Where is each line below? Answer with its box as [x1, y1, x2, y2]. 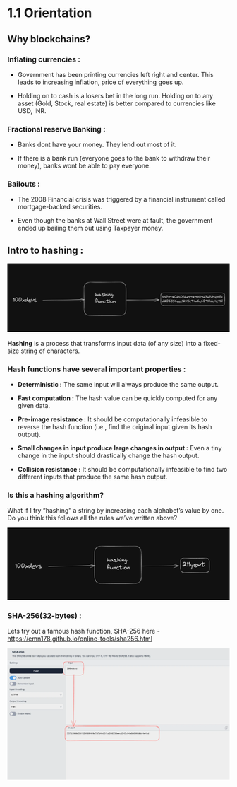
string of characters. [20, 346, 80, 355]
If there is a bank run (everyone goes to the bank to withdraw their [17, 154, 210, 163]
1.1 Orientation [7, 5, 92, 21]
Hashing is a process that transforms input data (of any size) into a [7, 339, 202, 347]
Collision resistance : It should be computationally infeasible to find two [17, 465, 228, 474]
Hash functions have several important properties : [7, 364, 186, 374]
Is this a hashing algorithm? [7, 490, 104, 500]
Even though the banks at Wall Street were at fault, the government [17, 216, 213, 225]
